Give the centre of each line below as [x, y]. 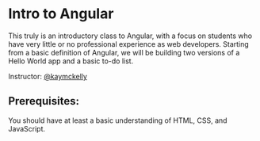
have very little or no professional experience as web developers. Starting [129, 44]
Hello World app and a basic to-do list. [71, 61]
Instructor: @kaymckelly [48, 76]
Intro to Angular [61, 14]
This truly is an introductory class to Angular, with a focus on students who [130, 36]
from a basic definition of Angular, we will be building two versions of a [124, 52]
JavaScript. [27, 128]
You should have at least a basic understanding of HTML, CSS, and [118, 120]
